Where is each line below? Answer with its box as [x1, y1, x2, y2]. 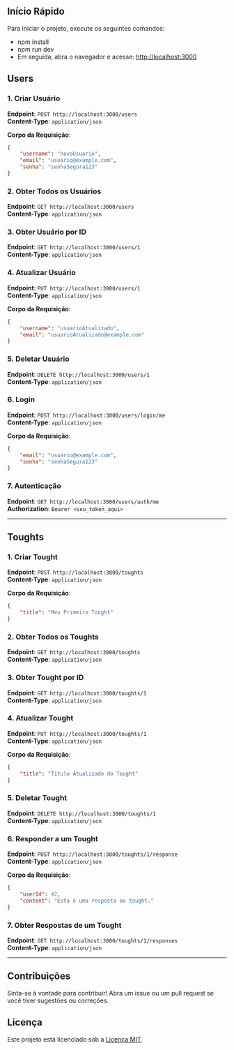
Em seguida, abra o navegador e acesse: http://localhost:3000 [17, 52, 197, 61]
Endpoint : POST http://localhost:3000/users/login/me [7, 411, 166, 419]
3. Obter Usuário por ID [7, 227, 87, 237]
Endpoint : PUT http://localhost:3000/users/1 [7, 283, 141, 292]
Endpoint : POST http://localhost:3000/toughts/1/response [7, 850, 178, 858]
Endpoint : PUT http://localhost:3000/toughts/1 [7, 729, 147, 737]
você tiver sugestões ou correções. [7, 996, 109, 1005]
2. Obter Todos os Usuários [7, 186, 102, 196]
